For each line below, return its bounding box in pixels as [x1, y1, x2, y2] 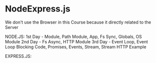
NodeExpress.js [5, 3, 71, 14]
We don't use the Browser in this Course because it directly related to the [5, 19, 152, 25]
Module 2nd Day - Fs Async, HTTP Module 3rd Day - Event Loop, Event [5, 38, 148, 44]
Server [5, 24, 18, 30]
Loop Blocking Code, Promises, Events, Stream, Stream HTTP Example [5, 44, 147, 50]
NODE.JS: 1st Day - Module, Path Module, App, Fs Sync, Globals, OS [5, 34, 142, 39]
